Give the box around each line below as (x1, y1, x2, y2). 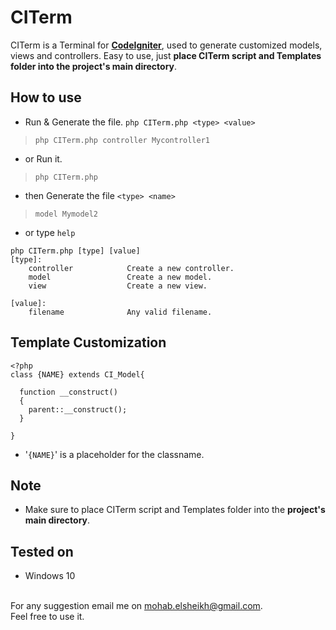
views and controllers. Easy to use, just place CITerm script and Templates (10, 49, 322, 61)
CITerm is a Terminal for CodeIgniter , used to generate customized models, (10, 39, 323, 51)
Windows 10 (24, 570, 76, 582)
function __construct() (19, 387, 118, 397)
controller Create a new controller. (28, 263, 235, 273)
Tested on (10, 543, 74, 560)
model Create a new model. (28, 272, 213, 282)
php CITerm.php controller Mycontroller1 (34, 135, 210, 145)
